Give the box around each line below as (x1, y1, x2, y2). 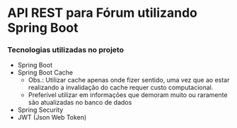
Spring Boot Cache (17, 68, 73, 77)
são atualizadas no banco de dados (28, 98, 132, 107)
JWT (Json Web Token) (17, 113, 87, 122)
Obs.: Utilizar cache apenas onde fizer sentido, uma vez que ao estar (28, 76, 230, 84)
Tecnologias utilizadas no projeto (7, 45, 124, 55)
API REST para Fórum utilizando (7, 5, 198, 21)
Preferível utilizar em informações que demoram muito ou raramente (28, 91, 228, 99)
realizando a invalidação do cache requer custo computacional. (28, 83, 214, 92)
